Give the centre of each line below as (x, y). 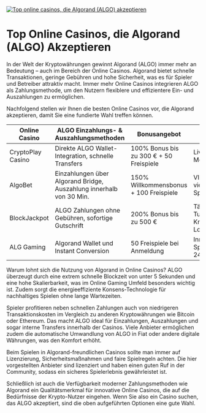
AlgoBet (21, 185)
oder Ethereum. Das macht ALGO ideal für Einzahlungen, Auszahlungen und (102, 320)
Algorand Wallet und (84, 243)
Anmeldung (147, 251)
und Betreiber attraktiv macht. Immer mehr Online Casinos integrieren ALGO (102, 83)
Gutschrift (69, 225)
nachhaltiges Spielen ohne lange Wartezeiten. (64, 296)
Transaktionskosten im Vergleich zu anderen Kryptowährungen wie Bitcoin (101, 314)
